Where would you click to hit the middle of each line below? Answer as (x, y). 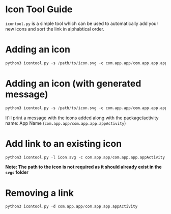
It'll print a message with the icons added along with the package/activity (82, 118)
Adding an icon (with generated (73, 83)
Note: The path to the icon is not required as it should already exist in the (83, 167)
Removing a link (39, 193)
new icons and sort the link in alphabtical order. (55, 29)
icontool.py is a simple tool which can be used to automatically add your (82, 23)
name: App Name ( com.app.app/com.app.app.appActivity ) (66, 123)
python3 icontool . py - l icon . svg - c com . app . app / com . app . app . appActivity (85, 157)
